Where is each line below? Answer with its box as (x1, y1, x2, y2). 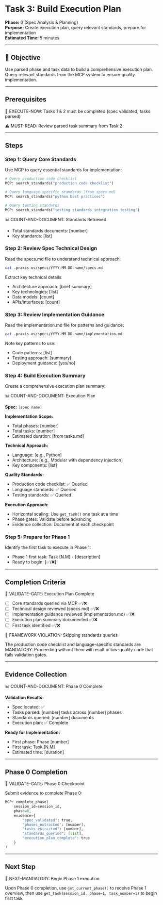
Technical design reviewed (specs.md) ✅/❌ (12, 606, 99, 612)
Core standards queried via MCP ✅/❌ (12, 600, 87, 606)
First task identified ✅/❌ (12, 622, 61, 628)
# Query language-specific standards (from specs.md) (5, 190, 116, 195)
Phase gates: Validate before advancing (12, 516, 92, 522)
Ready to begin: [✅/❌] (12, 559, 57, 565)
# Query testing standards (5, 203, 60, 208)
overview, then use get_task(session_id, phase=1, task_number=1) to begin (5, 890, 157, 896)
